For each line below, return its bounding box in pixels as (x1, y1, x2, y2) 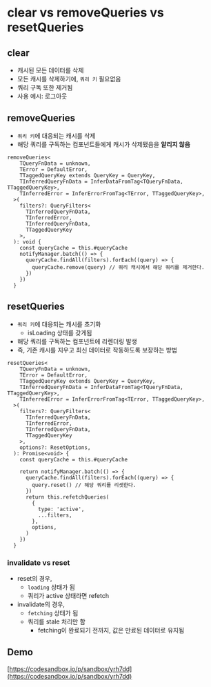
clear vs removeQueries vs (7, 5, 164, 21)
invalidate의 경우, (17, 600, 66, 608)
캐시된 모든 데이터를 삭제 (17, 66, 84, 74)
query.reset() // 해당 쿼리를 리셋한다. (32, 481, 137, 488)
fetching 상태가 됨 (27, 608, 79, 617)
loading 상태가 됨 (27, 583, 76, 591)
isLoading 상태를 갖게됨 (27, 328, 92, 337)
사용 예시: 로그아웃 (17, 92, 68, 100)
